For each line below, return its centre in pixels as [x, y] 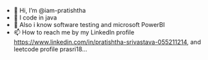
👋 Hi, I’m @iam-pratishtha [50, 10]
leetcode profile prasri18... [50, 49]
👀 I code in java [35, 18]
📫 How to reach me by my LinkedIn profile [74, 32]
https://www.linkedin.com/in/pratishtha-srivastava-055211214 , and [107, 42]
